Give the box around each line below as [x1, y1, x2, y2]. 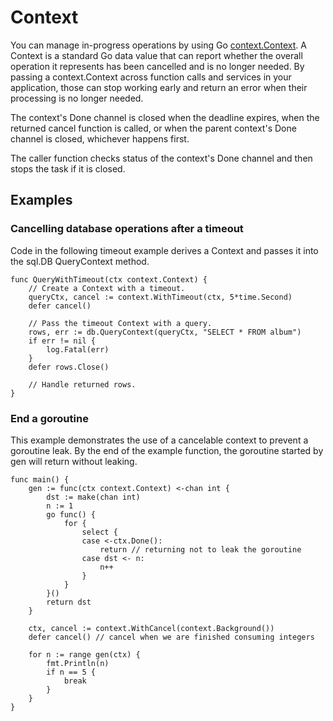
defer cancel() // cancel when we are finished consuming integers [28, 632, 315, 642]
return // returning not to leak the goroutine [99, 544, 302, 555]
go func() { [46, 509, 97, 520]
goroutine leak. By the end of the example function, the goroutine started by [10, 444, 324, 456]
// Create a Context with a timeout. [28, 283, 186, 293]
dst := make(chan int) [46, 492, 141, 502]
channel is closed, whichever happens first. [10, 132, 190, 145]
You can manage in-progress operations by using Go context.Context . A [10, 39, 307, 51]
